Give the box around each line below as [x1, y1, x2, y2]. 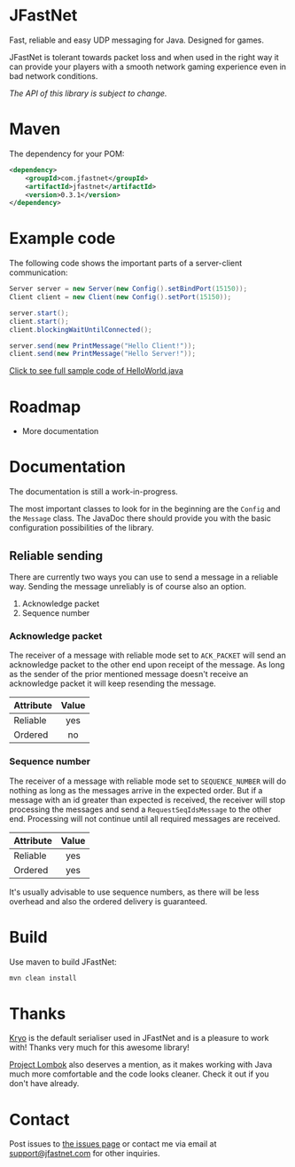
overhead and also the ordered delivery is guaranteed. [9, 895, 208, 906]
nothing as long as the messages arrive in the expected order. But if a [9, 785, 263, 795]
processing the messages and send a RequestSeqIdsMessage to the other [9, 804, 272, 815]
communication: [9, 267, 68, 278]
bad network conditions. [9, 70, 98, 81]
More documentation [21, 426, 99, 437]
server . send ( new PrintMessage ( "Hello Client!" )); [9, 341, 197, 351]
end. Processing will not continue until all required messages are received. [9, 813, 281, 824]
